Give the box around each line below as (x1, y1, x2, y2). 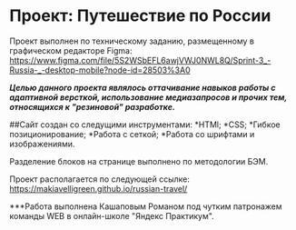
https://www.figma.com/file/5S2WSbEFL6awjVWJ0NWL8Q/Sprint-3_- (9, 55, 271, 65)
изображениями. (9, 138, 75, 149)
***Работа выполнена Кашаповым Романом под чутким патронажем (9, 201, 282, 212)
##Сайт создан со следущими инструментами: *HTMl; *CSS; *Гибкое (9, 119, 281, 130)
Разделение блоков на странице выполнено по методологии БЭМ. (9, 155, 269, 166)
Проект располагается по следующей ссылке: (9, 174, 191, 185)
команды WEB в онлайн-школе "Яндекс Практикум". (9, 210, 215, 221)
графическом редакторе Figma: (9, 45, 133, 55)
